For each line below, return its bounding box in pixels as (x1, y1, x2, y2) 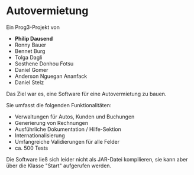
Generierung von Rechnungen (14, 119, 89, 126)
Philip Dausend (14, 35, 53, 42)
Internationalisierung (14, 131, 65, 139)
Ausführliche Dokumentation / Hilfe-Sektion (14, 126, 121, 133)
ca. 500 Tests (14, 144, 48, 151)
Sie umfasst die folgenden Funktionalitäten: (6, 101, 112, 108)
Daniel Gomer (14, 66, 48, 73)
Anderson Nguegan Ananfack (14, 72, 88, 80)
